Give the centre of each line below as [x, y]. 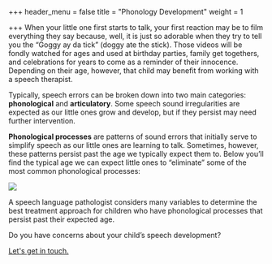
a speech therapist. [41, 79]
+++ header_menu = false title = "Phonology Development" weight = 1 [126, 12]
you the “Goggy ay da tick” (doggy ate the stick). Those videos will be [125, 45]
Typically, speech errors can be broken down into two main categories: [127, 95]
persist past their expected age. [62, 219]
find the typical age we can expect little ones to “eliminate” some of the [127, 162]
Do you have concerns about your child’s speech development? [115, 235]
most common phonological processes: [74, 171]
